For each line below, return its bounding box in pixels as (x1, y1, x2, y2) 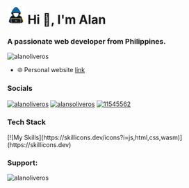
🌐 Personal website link (17, 66, 85, 74)
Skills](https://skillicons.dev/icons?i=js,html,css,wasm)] (24, 133, 183, 142)
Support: (7, 157, 38, 167)
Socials (7, 83, 33, 93)
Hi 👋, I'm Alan (27, 12, 106, 28)
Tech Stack (7, 117, 47, 127)
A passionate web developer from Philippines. (7, 37, 166, 46)
